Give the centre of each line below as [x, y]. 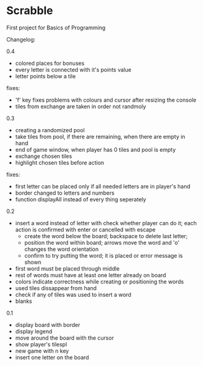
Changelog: [21, 39]
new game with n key [42, 351]
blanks [24, 301]
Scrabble [30, 11]
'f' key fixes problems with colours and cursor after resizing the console [106, 100]
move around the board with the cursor [65, 338]
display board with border [48, 324]
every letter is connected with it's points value [73, 69]
